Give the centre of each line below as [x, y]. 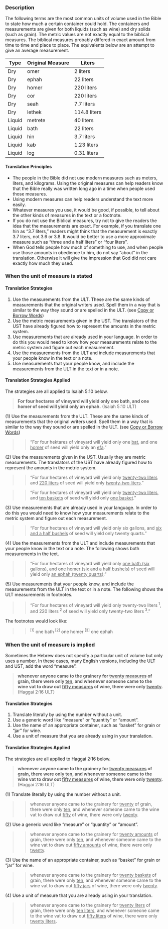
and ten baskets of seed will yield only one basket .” [83, 498]
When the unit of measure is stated [49, 276]
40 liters [84, 121]
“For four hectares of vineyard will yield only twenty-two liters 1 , [96, 604]
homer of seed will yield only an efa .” [68, 447]
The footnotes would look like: [36, 621]
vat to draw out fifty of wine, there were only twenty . [84, 814]
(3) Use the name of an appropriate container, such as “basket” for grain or [83, 860]
